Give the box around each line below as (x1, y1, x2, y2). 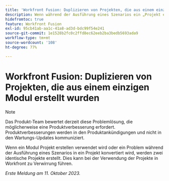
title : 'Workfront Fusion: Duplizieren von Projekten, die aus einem (5, 7, 154, 13)
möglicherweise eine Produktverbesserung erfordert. (5, 124, 116, 130)
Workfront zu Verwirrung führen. (5, 160, 73, 166)
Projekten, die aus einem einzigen (5, 81, 149, 93)
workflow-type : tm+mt (5, 36, 51, 41)
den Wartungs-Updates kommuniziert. (5, 134, 84, 141)
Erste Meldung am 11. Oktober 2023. (5, 170, 80, 176)
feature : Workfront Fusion (5, 21, 62, 27)
